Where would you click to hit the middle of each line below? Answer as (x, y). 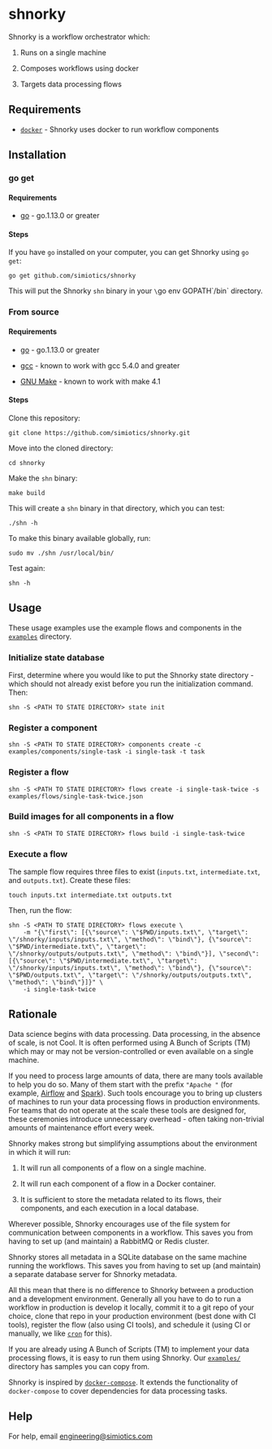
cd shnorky (27, 463)
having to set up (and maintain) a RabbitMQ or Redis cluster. (109, 1241)
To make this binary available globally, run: (80, 538)
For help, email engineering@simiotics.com (80, 1436)
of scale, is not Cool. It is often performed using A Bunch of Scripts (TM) (130, 1043)
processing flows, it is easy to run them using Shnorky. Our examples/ (125, 1358)
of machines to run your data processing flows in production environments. (134, 1101)
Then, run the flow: (40, 911)
